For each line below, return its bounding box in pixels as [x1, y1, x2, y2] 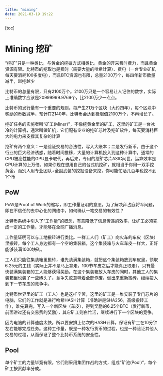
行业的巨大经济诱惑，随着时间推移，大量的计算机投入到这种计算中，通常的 [5, 150, 154, 155]
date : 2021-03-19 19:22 [5, 12, 53, 16]
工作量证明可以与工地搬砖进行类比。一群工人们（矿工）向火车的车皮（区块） [5, 234, 158, 240]
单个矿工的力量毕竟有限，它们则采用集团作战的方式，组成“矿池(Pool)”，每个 [5, 360, 157, 365]
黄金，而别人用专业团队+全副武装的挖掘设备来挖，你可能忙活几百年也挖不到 [5, 168, 157, 174]
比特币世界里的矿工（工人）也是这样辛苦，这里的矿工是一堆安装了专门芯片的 [5, 291, 158, 297]
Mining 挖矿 [5, 43, 53, 54]
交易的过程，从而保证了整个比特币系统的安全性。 [5, 332, 103, 338]
